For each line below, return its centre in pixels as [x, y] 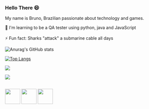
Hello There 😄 [22, 8]
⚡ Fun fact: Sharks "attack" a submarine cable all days [59, 38]
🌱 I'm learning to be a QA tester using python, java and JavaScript [71, 28]
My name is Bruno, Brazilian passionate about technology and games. [74, 18]
